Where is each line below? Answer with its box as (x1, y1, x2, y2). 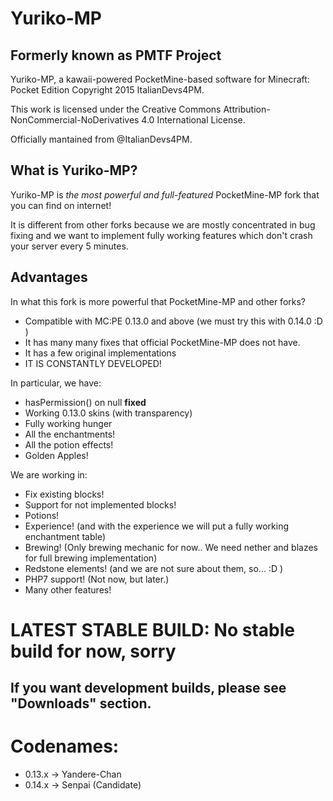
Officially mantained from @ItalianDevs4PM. (10, 133, 193, 145)
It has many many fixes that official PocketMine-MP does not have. (24, 336, 301, 348)
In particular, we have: (10, 377, 102, 389)
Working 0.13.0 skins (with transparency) (24, 407, 193, 419)
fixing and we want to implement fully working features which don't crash (10, 229, 313, 241)
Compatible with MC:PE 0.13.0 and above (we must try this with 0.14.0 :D (24, 315, 323, 327)
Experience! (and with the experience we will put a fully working (24, 520, 290, 532)
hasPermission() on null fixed (24, 396, 147, 408)
